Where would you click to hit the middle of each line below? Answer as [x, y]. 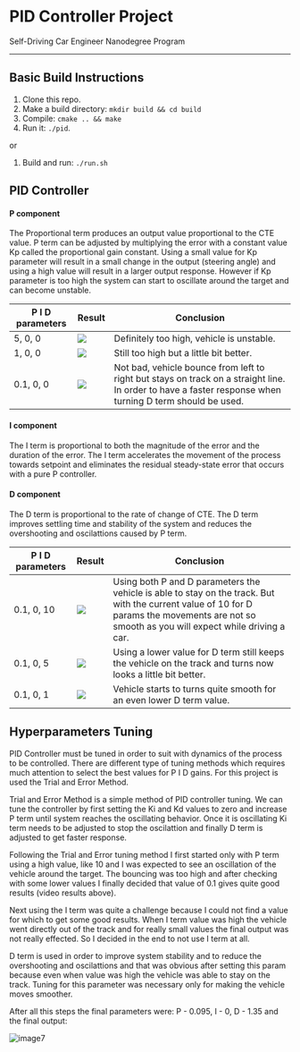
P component [35, 213]
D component [35, 495]
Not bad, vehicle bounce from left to [189, 368]
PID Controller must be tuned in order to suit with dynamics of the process [146, 753]
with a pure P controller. [53, 474]
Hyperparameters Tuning [81, 732]
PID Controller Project [92, 17]
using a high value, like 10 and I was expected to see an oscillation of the [143, 864]
